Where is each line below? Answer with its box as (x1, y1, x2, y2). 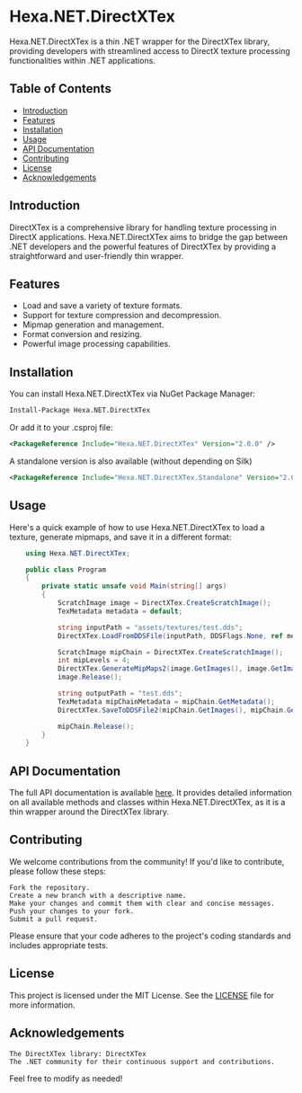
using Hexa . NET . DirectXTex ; (25, 548, 130, 558)
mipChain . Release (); (57, 722, 135, 731)
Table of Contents (9, 81, 112, 96)
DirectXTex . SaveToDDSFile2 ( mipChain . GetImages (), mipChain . (57, 706, 288, 715)
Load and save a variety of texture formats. (22, 300, 182, 311)
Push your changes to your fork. (9, 906, 135, 916)
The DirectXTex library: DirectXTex (9, 1049, 147, 1058)
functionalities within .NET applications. (9, 55, 155, 66)
